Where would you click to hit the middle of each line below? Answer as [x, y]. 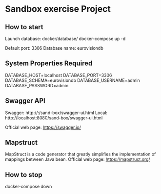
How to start [24, 27]
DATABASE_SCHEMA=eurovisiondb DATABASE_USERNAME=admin [72, 80]
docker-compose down [29, 187]
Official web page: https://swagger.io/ [43, 127]
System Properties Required [49, 64]
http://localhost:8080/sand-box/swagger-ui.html [54, 117]
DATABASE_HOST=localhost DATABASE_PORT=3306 [59, 75]
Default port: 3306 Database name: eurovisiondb [54, 48]
